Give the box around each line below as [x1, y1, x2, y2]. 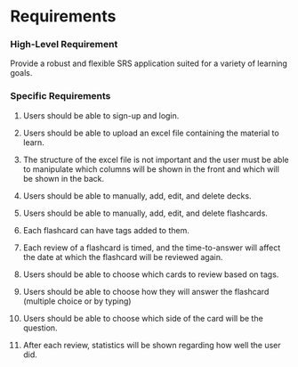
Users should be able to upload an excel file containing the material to [22, 127, 279, 138]
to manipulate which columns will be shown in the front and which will [22, 163, 279, 175]
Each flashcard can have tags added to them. [22, 224, 189, 235]
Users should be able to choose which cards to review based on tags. [22, 269, 279, 280]
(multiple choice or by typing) [22, 296, 132, 306]
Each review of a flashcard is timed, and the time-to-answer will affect [22, 242, 281, 253]
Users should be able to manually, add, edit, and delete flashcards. [22, 208, 268, 218]
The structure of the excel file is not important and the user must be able [22, 154, 289, 165]
